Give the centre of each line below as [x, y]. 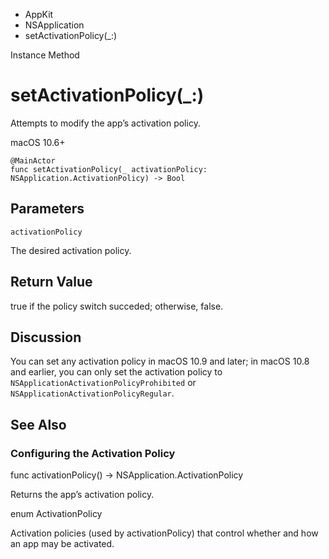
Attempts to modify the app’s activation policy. [105, 123]
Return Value [51, 282]
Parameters [47, 209]
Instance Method [45, 55]
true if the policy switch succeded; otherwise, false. [117, 306]
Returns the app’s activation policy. [82, 495]
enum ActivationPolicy [56, 514]
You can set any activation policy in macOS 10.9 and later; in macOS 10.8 [160, 361]
